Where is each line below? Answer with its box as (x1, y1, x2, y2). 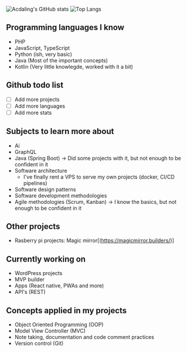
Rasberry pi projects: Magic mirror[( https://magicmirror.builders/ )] (14, 237, 175, 244)
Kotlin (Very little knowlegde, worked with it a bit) (14, 63, 134, 70)
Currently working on (6, 254, 86, 264)
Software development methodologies (14, 192, 107, 199)
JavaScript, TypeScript (14, 44, 70, 51)
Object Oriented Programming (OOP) (14, 321, 104, 328)
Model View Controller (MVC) (14, 327, 86, 334)
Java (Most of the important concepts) (14, 56, 108, 64)
